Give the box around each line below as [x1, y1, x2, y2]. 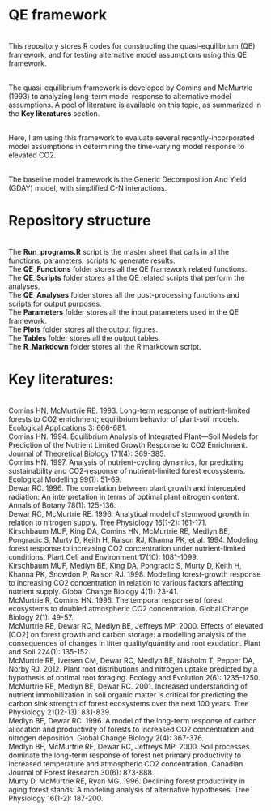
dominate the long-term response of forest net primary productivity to [8, 750, 242, 760]
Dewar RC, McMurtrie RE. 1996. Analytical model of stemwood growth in [8, 508, 250, 518]
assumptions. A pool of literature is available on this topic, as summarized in [8, 100, 261, 109]
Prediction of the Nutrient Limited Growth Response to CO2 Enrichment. [8, 440, 248, 449]
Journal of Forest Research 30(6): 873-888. [8, 767, 155, 777]
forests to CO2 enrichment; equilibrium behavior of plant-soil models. [8, 414, 240, 423]
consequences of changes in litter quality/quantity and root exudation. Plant [8, 638, 261, 648]
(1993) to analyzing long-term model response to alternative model [8, 91, 232, 101]
